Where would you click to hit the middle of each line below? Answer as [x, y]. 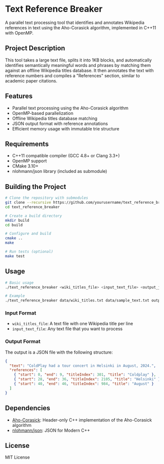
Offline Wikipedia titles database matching [55, 118]
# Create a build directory [34, 216]
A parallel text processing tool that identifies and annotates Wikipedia [75, 22]
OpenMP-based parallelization [43, 113]
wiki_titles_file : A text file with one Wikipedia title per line [72, 324]
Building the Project [36, 187]
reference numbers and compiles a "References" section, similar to [72, 75]
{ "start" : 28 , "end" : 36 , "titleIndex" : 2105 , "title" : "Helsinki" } [87, 380]
